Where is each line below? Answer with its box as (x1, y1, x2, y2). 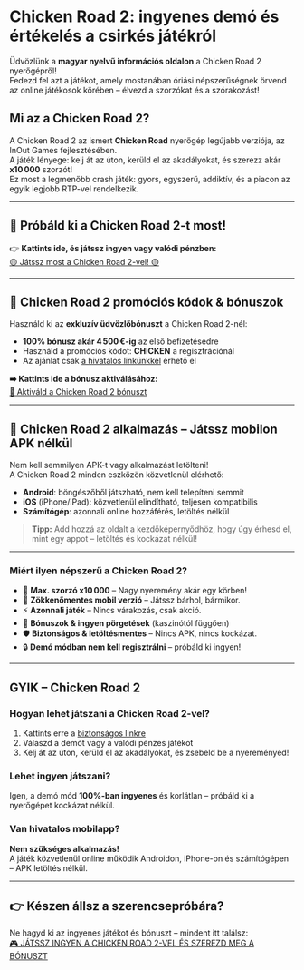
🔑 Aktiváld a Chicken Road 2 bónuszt (9, 387, 147, 397)
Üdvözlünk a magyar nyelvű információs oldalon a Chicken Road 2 (9, 55, 262, 66)
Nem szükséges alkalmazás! (9, 843, 119, 854)
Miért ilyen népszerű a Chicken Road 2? (9, 564, 188, 577)
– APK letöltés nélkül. (9, 862, 89, 873)
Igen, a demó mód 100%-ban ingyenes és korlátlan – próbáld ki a (9, 790, 255, 801)
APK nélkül (9, 436, 73, 451)
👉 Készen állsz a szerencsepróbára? (9, 898, 224, 914)
